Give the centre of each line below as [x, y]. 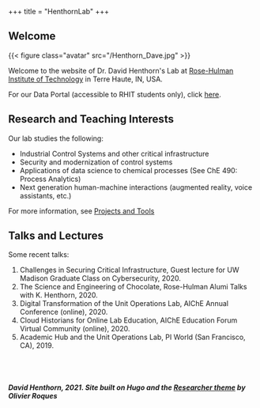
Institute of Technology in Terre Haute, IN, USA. [86, 79]
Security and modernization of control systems [96, 162]
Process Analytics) [50, 179]
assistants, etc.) [45, 195]
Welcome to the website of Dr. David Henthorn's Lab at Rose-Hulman [121, 70]
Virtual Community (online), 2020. [75, 329]
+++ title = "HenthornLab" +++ [58, 11]
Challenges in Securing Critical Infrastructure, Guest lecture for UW [129, 270]
